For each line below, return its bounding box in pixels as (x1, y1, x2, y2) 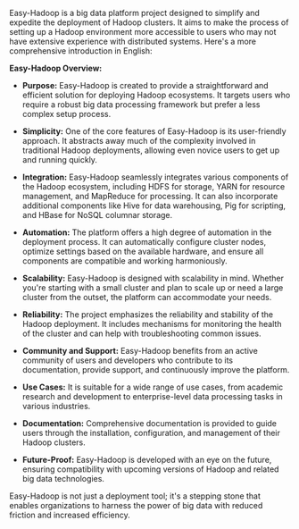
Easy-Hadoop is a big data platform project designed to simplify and (9, 8, 261, 18)
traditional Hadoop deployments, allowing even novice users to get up (21, 145, 279, 155)
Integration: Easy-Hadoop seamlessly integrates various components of (21, 172, 289, 182)
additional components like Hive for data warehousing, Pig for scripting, (21, 200, 287, 211)
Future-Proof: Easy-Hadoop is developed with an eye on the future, (21, 455, 272, 465)
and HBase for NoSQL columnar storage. (21, 210, 173, 220)
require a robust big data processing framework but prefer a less (21, 99, 261, 110)
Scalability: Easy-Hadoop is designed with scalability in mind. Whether (21, 273, 284, 283)
